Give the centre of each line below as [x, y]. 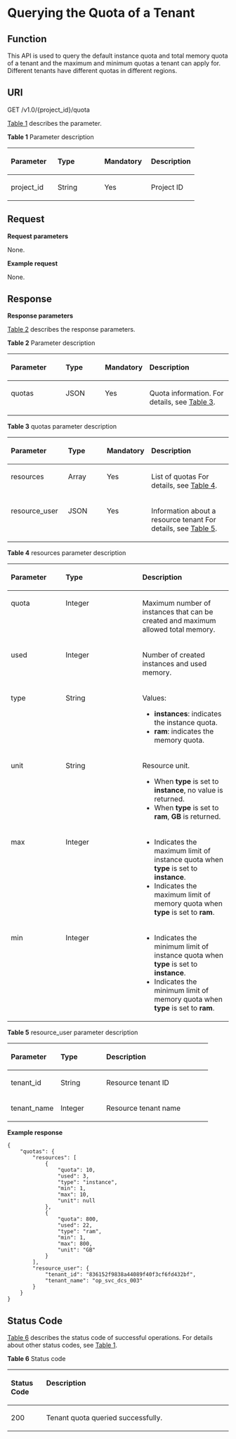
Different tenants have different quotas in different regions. [92, 71]
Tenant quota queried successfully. [104, 1418]
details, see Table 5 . [184, 528]
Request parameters [38, 236]
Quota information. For [186, 393]
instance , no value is [189, 790]
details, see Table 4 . [184, 486]
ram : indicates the [184, 731]
